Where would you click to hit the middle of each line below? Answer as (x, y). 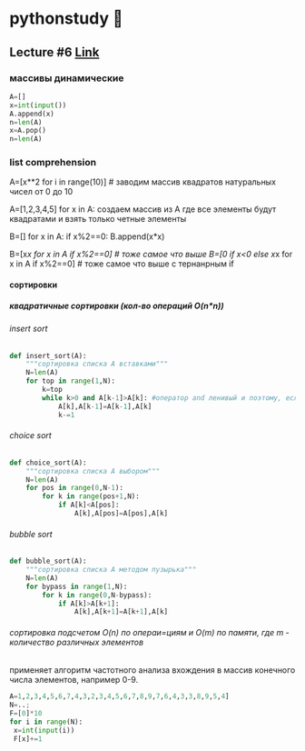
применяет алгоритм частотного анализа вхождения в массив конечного (152, 670)
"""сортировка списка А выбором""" (93, 471)
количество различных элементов (76, 642)
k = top (53, 390)
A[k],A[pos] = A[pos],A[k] (121, 514)
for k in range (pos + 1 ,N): (91, 496)
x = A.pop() (28, 131)
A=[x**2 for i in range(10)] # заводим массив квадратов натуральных (143, 182)
